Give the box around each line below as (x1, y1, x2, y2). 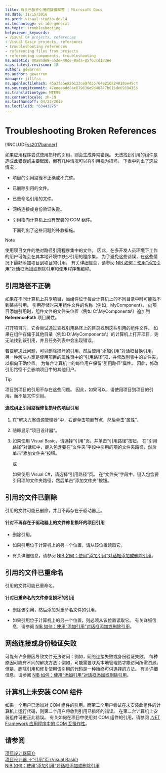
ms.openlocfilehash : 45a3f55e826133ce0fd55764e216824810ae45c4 (5, 81, 138, 86)
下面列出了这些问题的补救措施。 (12, 227, 78, 233)
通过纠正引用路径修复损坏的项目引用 (5, 405, 79, 411)
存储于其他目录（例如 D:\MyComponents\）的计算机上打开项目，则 (22, 331, 159, 337)
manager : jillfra (5, 76, 41, 81)
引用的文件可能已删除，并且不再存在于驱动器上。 (5, 507, 105, 513)
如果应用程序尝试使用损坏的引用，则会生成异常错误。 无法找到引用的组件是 (5, 151, 158, 157)
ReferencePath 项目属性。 (5, 314, 59, 320)
